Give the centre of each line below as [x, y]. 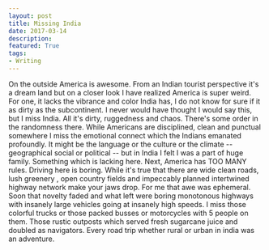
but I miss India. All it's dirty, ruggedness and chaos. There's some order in [133, 118]
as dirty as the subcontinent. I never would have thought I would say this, [130, 109]
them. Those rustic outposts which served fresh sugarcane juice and [123, 221]
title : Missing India [45, 23]
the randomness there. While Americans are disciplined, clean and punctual [135, 127]
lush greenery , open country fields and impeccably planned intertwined [129, 178]
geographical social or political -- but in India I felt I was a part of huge [126, 153]
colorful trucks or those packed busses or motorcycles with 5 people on [128, 213]
